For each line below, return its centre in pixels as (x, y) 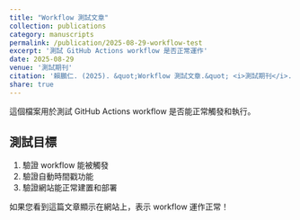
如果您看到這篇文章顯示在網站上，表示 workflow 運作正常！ (119, 207)
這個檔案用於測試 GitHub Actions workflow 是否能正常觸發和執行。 (132, 111)
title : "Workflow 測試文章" (59, 18)
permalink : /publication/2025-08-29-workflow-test (106, 43)
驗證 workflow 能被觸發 (66, 165)
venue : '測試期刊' (41, 68)
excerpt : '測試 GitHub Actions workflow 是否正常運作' (109, 51)
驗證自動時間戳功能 (58, 177)
